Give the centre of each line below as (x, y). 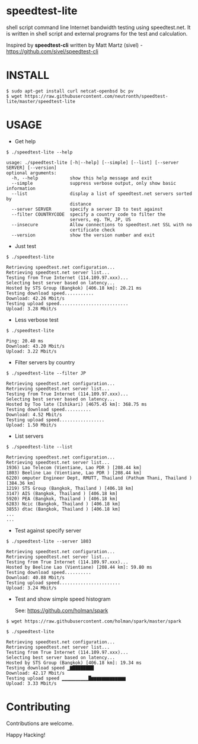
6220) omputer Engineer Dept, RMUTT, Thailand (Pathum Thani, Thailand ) (99, 478)
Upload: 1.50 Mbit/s (32, 425)
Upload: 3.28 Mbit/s (32, 309)
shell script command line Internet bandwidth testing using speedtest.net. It (98, 27)
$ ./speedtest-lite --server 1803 (49, 541)
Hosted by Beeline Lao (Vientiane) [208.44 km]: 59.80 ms (79, 567)
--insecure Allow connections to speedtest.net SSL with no (102, 225)
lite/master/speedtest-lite (41, 101)
